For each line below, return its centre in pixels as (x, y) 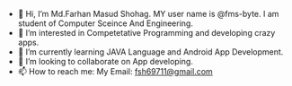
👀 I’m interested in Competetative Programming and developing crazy (146, 33)
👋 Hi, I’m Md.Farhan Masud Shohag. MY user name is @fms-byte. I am (148, 14)
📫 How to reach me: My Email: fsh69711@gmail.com (115, 71)
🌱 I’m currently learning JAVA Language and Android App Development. (150, 52)
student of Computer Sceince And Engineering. (105, 23)
